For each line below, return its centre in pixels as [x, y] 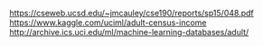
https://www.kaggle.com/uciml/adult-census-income [108, 23]
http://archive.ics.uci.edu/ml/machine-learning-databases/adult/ [129, 32]
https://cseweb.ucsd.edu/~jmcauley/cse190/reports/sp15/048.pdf [132, 13]
